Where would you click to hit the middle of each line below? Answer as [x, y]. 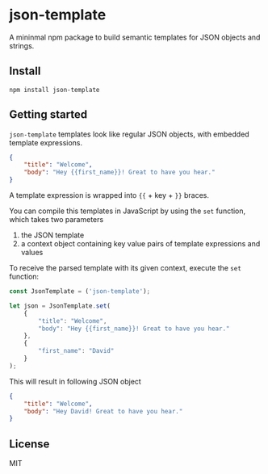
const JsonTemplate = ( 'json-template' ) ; [80, 292]
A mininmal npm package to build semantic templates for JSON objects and [135, 37]
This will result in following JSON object [75, 381]
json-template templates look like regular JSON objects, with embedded [129, 134]
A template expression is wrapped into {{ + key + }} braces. [109, 195]
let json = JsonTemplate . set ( [60, 306]
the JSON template [52, 235]
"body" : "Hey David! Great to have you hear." [103, 411]
